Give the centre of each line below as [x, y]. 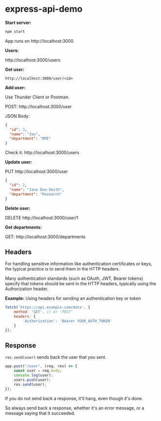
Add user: [15, 87]
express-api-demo [44, 9]
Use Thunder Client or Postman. [37, 97]
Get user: [15, 69]
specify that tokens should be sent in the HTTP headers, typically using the [80, 284]
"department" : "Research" [36, 194]
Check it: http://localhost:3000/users [42, 152]
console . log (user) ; [34, 375]
